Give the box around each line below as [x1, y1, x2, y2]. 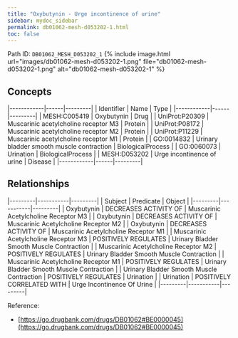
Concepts [7, 85, 52, 97]
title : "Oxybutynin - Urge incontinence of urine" [7, 10, 161, 18]
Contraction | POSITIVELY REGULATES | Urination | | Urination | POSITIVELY [7, 272, 232, 281]
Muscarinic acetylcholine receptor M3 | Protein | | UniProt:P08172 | [7, 120, 205, 128]
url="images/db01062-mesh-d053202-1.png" [7, 58, 142, 66]
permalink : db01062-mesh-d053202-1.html [7, 23, 130, 31]
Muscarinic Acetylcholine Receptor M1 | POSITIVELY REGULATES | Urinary [7, 257, 227, 265]
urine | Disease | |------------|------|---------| [7, 157, 143, 166]
